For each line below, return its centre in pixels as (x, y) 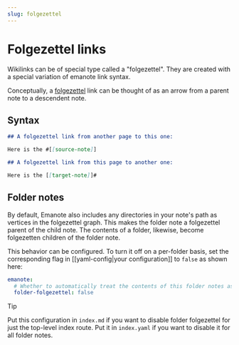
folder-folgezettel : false (54, 293)
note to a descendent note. (47, 98)
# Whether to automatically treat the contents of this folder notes (119, 286)
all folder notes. (30, 335)
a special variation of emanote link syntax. (69, 76)
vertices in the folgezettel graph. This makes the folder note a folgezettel (114, 222)
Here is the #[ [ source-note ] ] (52, 150)
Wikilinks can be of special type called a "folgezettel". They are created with (119, 69)
